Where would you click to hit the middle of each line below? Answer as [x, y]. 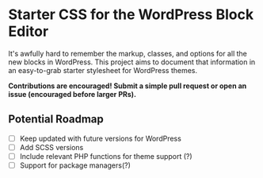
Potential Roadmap [56, 120]
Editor [29, 31]
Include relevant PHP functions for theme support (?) [106, 156]
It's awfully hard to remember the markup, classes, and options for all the [128, 53]
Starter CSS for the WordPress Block [131, 15]
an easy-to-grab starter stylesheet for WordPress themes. [103, 70]
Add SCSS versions [51, 147]
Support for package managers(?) [75, 165]
